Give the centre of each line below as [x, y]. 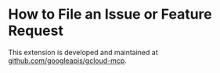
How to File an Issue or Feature [110, 14]
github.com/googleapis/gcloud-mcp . [67, 61]
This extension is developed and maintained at [83, 52]
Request [36, 31]
